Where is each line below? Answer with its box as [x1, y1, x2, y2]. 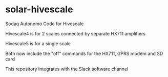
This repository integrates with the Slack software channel [5, 66, 129, 72]
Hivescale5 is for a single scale [5, 40, 71, 47]
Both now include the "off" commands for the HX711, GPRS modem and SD [5, 50, 163, 56]
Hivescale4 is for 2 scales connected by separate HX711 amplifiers [5, 30, 146, 36]
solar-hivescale [5, 4, 73, 15]
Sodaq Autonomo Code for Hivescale [5, 21, 84, 27]
